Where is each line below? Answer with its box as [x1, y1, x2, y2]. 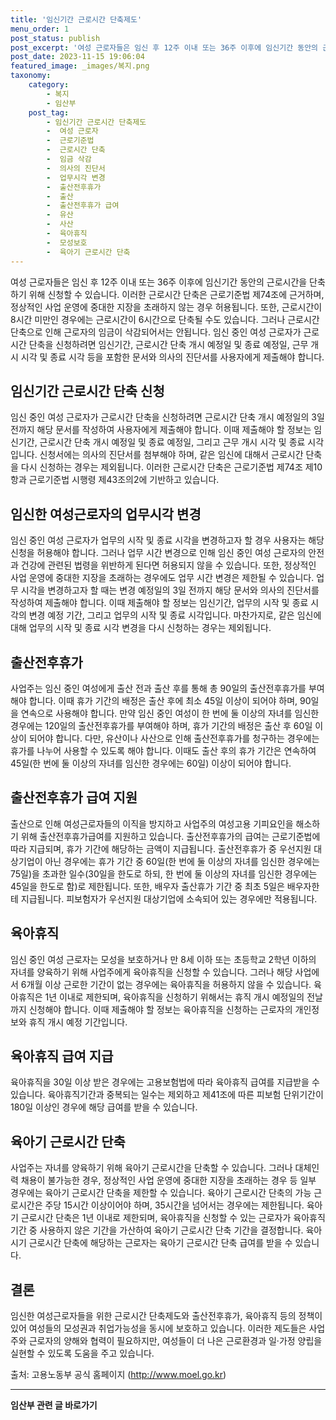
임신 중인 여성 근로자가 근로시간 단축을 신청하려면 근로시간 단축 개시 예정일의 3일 [10, 411, 325, 423]
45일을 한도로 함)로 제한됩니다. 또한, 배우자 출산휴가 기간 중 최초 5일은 [10, 880, 285, 892]
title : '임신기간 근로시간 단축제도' [10, 14, 143, 25]
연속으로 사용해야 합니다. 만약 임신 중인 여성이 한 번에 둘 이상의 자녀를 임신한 [20, 707, 320, 719]
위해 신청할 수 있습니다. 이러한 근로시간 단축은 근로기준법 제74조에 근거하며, [28, 288, 325, 300]
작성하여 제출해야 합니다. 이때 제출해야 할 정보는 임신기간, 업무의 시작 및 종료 [10, 597, 309, 609]
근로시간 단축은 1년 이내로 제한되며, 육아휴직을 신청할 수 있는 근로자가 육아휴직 [20, 1212, 326, 1224]
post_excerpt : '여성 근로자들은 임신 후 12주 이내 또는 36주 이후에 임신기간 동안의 [10, 42, 319, 53]
